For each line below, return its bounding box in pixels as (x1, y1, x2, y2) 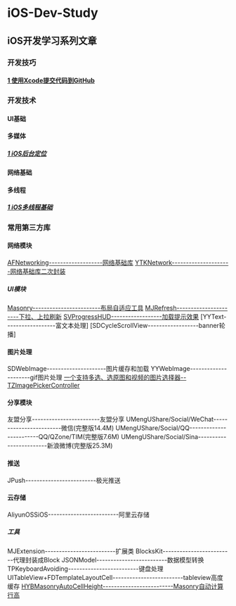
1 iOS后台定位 (7, 149, 47, 158)
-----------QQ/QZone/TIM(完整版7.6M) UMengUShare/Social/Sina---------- (7, 433, 227, 441)
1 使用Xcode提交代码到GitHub (7, 76, 95, 85)
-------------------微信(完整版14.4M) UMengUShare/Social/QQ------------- (7, 424, 227, 432)
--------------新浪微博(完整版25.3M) (7, 441, 113, 450)
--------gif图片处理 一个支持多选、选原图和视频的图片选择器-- (7, 373, 187, 381)
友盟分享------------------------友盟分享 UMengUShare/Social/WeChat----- (7, 415, 228, 424)
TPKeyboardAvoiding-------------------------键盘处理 (7, 564, 164, 573)
